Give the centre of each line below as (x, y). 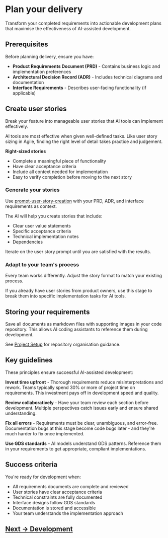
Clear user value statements (42, 225)
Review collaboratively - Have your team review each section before (77, 402)
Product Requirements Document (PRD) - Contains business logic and (86, 66)
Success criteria (31, 465)
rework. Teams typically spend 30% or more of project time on (70, 387)
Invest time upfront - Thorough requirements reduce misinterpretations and (84, 382)
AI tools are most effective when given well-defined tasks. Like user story (81, 136)
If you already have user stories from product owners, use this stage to (79, 291)
